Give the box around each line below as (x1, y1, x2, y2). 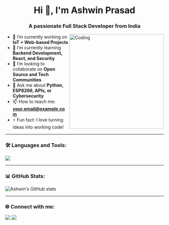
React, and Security (12, 55, 55, 62)
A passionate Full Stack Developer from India (28, 23, 141, 30)
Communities (12, 77, 42, 83)
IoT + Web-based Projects (12, 39, 68, 45)
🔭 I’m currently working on (12, 34, 67, 40)
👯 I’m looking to (12, 61, 45, 67)
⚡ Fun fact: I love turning (12, 117, 64, 123)
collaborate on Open (12, 66, 55, 72)
